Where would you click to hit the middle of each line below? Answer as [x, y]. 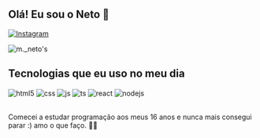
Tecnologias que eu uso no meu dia [97, 74]
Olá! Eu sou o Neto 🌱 [59, 15]
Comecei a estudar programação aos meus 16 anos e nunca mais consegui [130, 117]
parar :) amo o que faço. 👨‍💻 [53, 125]
